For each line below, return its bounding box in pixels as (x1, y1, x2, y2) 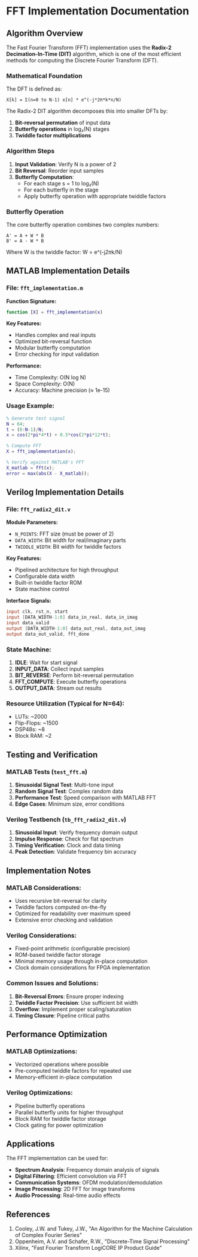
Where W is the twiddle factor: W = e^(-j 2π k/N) (6, 248, 123, 256)
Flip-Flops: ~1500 (14, 719, 59, 727)
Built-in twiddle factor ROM (14, 579, 83, 586)
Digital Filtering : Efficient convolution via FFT (14, 1172, 127, 1180)
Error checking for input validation (14, 351, 99, 358)
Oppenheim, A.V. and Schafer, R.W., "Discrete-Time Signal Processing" (14, 1238, 190, 1245)
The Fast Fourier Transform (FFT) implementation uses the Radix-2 (6, 44, 172, 51)
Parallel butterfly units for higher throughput (14, 1109, 124, 1116)
